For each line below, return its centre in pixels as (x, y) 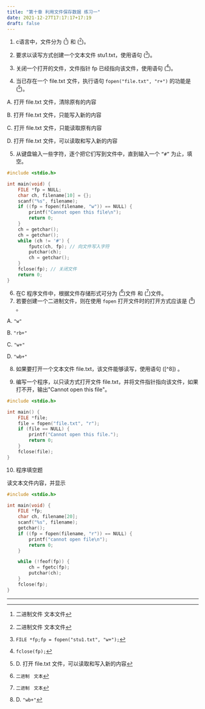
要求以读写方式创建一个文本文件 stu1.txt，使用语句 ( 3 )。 (85, 54)
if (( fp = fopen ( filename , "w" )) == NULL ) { (75, 207)
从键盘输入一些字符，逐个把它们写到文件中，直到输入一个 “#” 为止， (101, 154)
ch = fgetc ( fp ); (49, 567)
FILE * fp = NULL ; (40, 190)
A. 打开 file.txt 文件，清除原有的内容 (52, 102)
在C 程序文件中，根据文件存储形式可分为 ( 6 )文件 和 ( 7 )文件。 (91, 292)
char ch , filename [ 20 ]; (48, 517)
